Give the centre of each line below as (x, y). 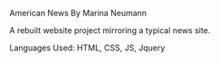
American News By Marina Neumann (78, 13)
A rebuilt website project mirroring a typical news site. (110, 30)
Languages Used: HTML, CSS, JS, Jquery (87, 48)
